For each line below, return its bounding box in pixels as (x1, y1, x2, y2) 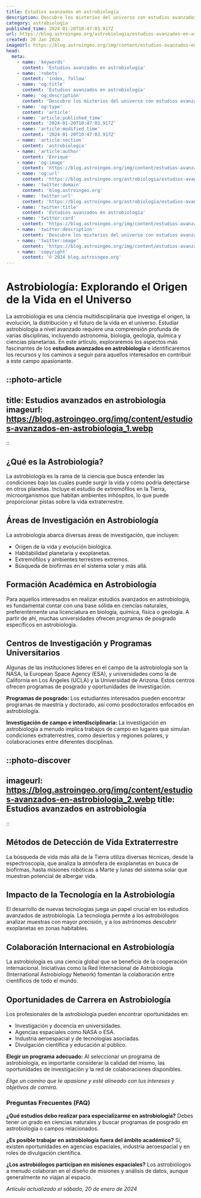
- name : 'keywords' (17, 59, 66, 65)
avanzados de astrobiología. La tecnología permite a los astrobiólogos (6, 912, 179, 919)
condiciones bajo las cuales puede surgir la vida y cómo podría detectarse (6, 479, 190, 486)
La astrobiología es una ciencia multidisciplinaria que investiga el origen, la (6, 313, 190, 320)
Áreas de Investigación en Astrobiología (6, 516, 159, 526)
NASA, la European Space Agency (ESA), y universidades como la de (6, 670, 177, 677)
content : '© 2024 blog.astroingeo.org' (22, 254, 121, 260)
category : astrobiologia (6, 20, 68, 26)
